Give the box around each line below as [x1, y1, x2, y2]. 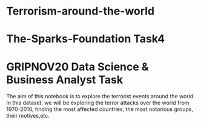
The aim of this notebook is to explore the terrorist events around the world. [6, 93, 195, 100]
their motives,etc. [6, 112, 50, 120]
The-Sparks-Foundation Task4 [6, 32, 165, 46]
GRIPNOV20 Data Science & [6, 59, 150, 73]
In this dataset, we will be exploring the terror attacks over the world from [6, 99, 189, 107]
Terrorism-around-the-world [6, 4, 155, 18]
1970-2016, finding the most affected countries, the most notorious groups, [6, 106, 194, 113]
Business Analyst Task [6, 73, 124, 86]
